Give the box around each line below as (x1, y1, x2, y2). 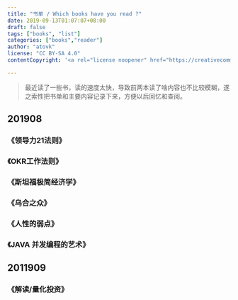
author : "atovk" (7, 43, 55, 50)
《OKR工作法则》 (7, 156, 63, 166)
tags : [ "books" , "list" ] (7, 30, 81, 38)
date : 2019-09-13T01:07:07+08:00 (7, 17, 106, 24)
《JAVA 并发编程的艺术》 (7, 239, 90, 249)
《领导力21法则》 (7, 135, 66, 145)
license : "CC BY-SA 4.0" (7, 50, 81, 57)
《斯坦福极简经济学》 (7, 177, 80, 187)
